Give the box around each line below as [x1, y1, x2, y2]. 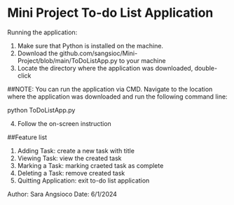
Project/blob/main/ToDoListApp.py [17, 56, 118, 64]
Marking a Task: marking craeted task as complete [17, 161, 164, 169]
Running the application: [7, 28, 78, 36]
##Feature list [7, 133, 48, 141]
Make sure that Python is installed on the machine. [17, 41, 163, 50]
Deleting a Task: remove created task [17, 169, 125, 177]
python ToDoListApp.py [7, 106, 76, 114]
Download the [17, 49, 58, 57]
